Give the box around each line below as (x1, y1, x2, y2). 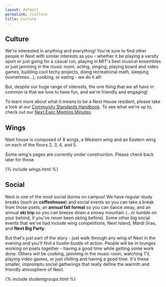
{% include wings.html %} (5, 166, 58, 172)
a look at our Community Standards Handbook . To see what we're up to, (5, 104, 153, 110)
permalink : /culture (5, 12, 48, 17)
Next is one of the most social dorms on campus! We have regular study (5, 193, 153, 199)
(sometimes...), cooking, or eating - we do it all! (5, 74, 102, 80)
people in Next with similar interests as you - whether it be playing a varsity (5, 53, 159, 59)
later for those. (5, 157, 36, 162)
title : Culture (5, 16, 37, 21)
